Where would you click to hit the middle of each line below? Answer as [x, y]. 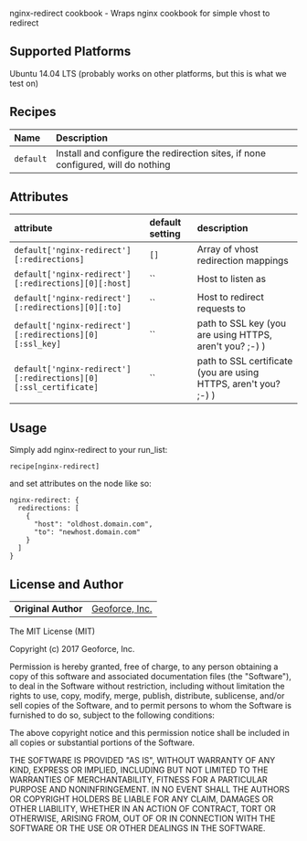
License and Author [67, 584]
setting [165, 234]
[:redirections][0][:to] [68, 308]
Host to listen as [232, 279]
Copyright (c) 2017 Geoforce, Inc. [72, 649]
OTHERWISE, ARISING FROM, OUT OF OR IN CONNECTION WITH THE [143, 819]
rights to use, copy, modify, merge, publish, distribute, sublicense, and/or [147, 696]
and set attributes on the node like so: [81, 484]
